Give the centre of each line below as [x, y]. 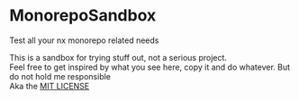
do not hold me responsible [60, 76]
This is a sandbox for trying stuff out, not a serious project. [118, 57]
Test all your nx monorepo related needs [84, 40]
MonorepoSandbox [83, 16]
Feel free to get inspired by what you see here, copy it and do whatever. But [150, 67]
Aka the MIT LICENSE [50, 86]
